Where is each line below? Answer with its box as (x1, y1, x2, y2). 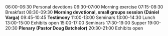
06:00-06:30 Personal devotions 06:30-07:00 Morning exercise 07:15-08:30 (5, 4, 163, 9)
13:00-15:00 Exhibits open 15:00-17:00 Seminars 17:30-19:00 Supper (5, 20, 147, 25)
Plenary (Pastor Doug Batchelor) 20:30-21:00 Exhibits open (18, 25, 143, 31)
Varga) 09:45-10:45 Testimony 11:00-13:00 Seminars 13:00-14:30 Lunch (5, 14, 155, 20)
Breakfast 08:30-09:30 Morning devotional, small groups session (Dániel (5, 9, 159, 15)
